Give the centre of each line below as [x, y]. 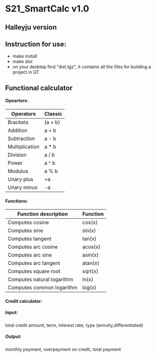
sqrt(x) [90, 271]
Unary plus [20, 179]
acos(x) [91, 247]
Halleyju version [31, 27]
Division [17, 155]
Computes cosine [28, 222]
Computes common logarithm [42, 287]
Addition [17, 130]
